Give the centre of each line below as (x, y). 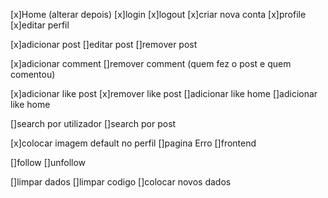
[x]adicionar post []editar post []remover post (104, 44)
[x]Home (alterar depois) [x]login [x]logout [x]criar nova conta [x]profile (158, 14)
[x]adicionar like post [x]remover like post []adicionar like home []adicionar (164, 93)
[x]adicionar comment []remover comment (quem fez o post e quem (151, 63)
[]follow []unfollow (48, 162)
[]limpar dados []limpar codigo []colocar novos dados (121, 182)
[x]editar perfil (40, 25)
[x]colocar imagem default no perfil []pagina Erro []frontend (133, 143)
